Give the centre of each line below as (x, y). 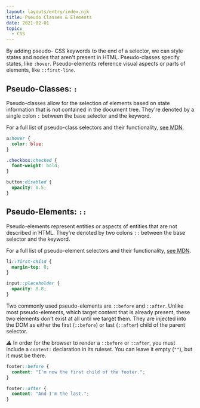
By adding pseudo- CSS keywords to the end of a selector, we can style (95, 51)
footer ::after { (26, 388)
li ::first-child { (29, 261)
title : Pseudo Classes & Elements (49, 17)
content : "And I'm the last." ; (50, 394)
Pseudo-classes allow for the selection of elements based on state (88, 103)
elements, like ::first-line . (41, 70)
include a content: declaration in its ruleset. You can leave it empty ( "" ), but (99, 349)
